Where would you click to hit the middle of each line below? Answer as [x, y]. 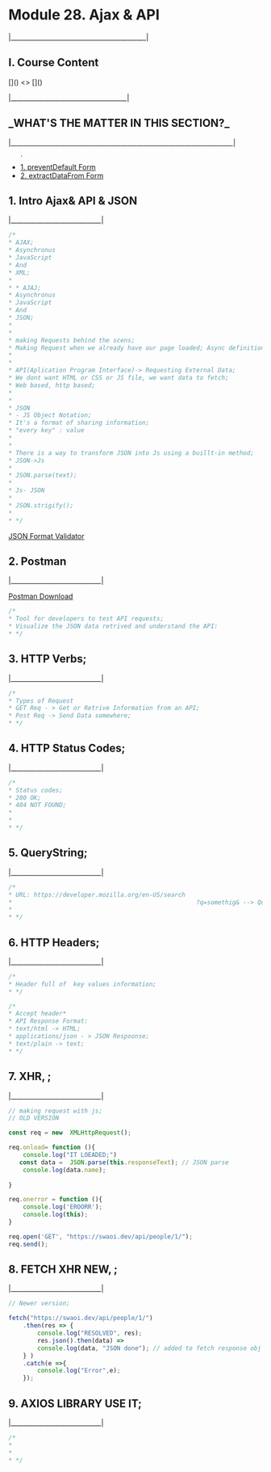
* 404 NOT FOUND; [38, 805]
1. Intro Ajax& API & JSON [73, 201]
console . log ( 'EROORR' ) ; [63, 1207]
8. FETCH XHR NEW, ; [63, 1270]
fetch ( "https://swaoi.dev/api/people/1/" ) [81, 1318]
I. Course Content [54, 63]
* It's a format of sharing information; [79, 423]
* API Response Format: [48, 1021]
